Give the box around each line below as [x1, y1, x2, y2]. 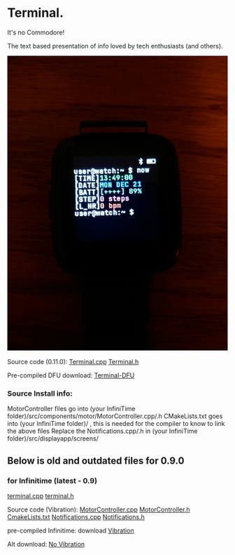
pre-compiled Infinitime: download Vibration [7, 526, 134, 535]
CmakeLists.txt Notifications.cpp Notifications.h [7, 512, 145, 521]
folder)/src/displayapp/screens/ [7, 434, 99, 443]
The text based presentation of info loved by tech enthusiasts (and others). [7, 41, 223, 50]
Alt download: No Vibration [7, 540, 85, 548]
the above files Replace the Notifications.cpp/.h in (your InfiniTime [7, 427, 198, 436]
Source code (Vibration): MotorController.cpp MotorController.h [7, 505, 190, 514]
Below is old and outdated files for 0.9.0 [7, 455, 185, 467]
